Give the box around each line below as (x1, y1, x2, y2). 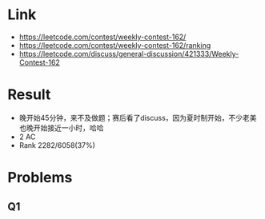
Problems (7, 169, 73, 187)
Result (7, 86, 51, 104)
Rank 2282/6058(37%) (18, 140, 95, 149)
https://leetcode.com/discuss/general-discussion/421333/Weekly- (18, 49, 239, 58)
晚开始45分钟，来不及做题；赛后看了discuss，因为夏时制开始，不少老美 (18, 113, 257, 122)
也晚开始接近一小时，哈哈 (18, 122, 104, 133)
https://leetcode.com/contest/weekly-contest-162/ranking (18, 40, 211, 50)
